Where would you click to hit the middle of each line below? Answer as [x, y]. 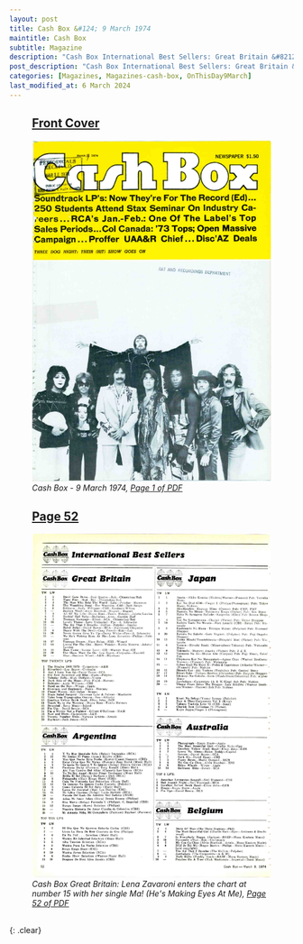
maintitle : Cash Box [48, 38]
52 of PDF [50, 903]
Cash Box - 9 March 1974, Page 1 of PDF [107, 488]
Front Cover [66, 123]
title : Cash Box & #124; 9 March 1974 [80, 28]
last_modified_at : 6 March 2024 [70, 86]
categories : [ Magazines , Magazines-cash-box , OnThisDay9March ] [131, 77]
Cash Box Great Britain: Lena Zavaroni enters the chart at [139, 884]
